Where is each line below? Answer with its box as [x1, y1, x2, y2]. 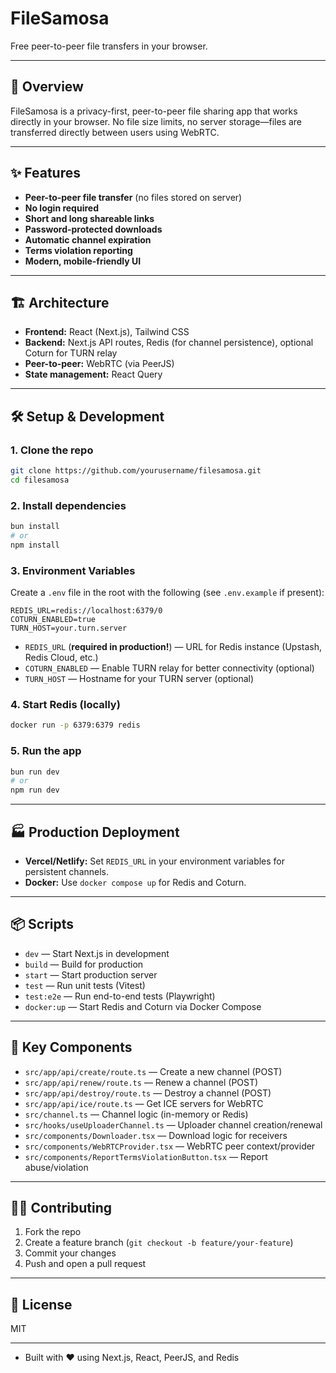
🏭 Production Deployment [10, 823, 180, 841]
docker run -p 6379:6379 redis [10, 720, 141, 731]
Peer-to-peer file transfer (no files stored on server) [24, 191, 243, 203]
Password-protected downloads [24, 223, 163, 235]
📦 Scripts [10, 916, 75, 933]
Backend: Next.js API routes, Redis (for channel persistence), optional [24, 337, 314, 349]
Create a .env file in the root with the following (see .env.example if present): [10, 587, 325, 599]
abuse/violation [24, 1161, 89, 1173]
